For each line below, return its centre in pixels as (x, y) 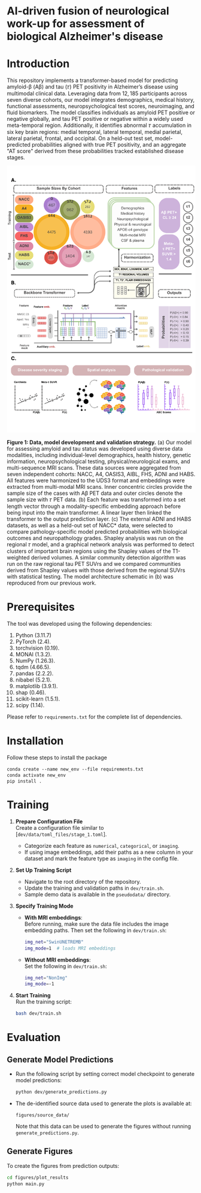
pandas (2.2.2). (34, 673)
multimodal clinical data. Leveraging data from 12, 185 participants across (97, 93)
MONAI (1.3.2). (33, 654)
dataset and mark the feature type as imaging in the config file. (101, 858)
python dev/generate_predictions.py (61, 1092)
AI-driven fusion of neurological (88, 11)
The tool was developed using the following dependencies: (80, 623)
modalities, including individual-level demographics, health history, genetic (99, 455)
